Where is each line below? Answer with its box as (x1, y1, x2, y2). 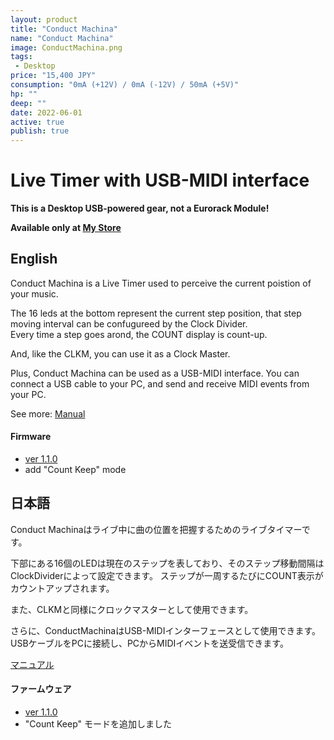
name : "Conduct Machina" (10, 33, 114, 43)
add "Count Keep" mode (24, 464, 127, 476)
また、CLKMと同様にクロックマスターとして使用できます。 (10, 603, 254, 615)
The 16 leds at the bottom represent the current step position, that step (10, 307, 302, 319)
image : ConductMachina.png (10, 42, 123, 53)
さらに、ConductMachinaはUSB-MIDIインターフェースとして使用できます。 (10, 624, 322, 636)
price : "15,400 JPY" (10, 71, 97, 81)
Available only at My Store (10, 222, 122, 234)
